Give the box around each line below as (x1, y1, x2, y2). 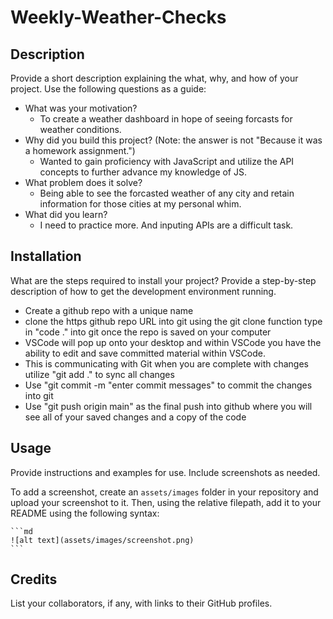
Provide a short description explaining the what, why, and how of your (10, 72, 299, 84)
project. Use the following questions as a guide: (10, 83, 207, 95)
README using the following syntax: (10, 507, 160, 519)
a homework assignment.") (24, 145, 136, 156)
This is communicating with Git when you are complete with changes (24, 357, 309, 370)
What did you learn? (24, 209, 108, 220)
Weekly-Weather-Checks (10, 6, 227, 29)
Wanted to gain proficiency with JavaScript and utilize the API (39, 156, 295, 167)
